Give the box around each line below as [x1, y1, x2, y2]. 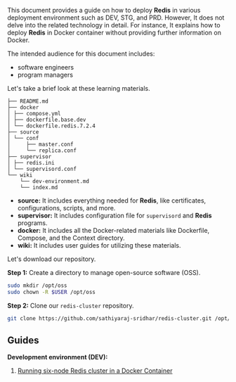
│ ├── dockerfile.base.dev [7, 116, 86, 123]
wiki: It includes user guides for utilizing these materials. [17, 241, 181, 249]
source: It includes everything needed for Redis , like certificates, [17, 196, 206, 205]
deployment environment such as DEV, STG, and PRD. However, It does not [7, 13, 225, 22]
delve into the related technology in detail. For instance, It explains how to [7, 21, 221, 29]
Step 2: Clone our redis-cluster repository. [7, 301, 134, 310]
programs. [17, 219, 48, 227]
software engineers [17, 63, 74, 71]
